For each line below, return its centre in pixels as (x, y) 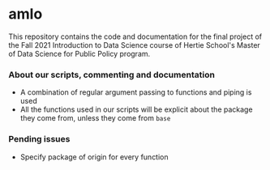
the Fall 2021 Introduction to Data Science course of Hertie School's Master (135, 45)
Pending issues (39, 139)
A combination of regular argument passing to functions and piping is (136, 92)
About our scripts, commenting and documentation (111, 74)
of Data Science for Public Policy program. (79, 53)
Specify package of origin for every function (94, 157)
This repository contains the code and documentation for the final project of (135, 36)
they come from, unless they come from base (95, 118)
